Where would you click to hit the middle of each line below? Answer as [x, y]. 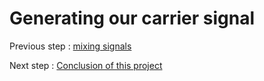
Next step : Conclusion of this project [86, 65]
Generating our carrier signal [132, 18]
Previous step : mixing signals [70, 46]
